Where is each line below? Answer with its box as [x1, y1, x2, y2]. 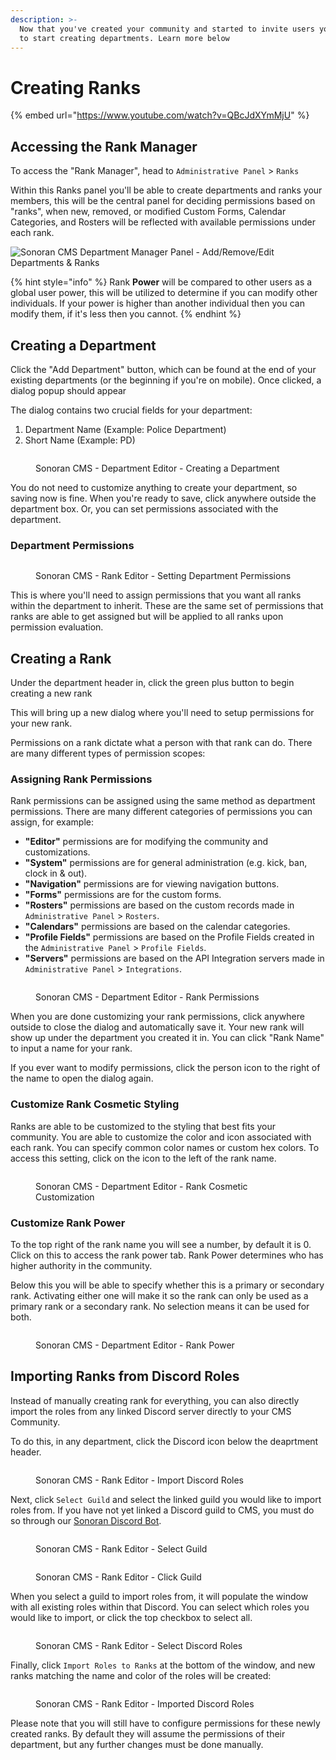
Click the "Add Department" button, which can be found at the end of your [10, 363, 317, 375]
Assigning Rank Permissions [10, 772, 153, 786]
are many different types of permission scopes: [10, 747, 206, 760]
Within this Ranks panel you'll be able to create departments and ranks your [10, 184, 323, 196]
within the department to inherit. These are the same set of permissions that [10, 600, 324, 612]
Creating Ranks [10, 76, 142, 99]
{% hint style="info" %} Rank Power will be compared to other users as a [10, 276, 313, 288]
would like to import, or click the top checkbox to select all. [10, 1611, 253, 1623]
